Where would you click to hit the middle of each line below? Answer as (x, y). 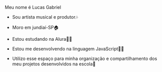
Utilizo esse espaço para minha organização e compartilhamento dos (85, 58)
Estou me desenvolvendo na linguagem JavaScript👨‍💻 (68, 49)
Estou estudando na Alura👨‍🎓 (42, 39)
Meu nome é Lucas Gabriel (33, 7)
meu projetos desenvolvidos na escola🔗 (54, 64)
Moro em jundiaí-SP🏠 (36, 27)
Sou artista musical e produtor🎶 (45, 17)
